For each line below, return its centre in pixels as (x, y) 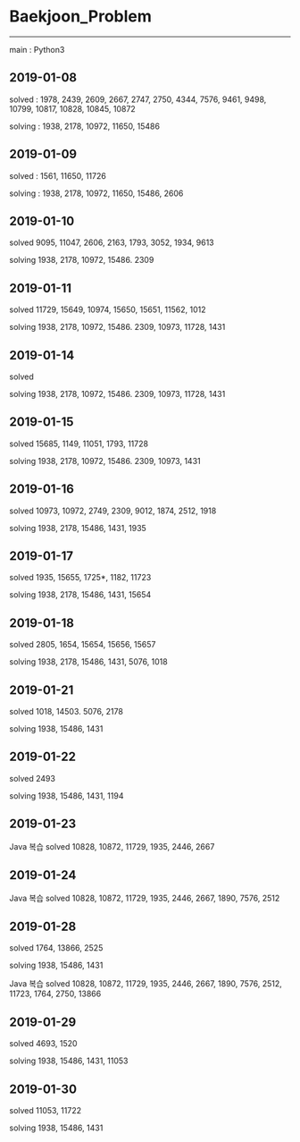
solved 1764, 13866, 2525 (56, 948)
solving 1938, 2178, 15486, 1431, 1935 (78, 528)
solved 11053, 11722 (46, 1110)
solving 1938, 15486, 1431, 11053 (69, 1061)
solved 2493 (33, 778)
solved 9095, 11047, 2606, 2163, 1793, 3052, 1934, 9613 (112, 242)
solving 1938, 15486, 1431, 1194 (67, 795)
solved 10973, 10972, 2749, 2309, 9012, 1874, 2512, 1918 (113, 511)
